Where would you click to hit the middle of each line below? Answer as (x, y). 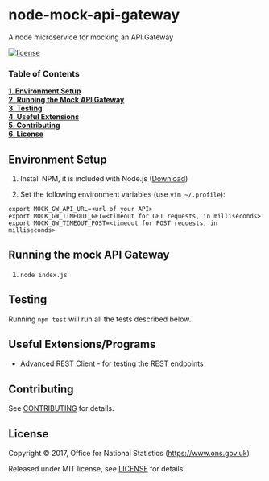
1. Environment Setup (45, 91)
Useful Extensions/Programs (82, 344)
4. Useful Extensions (44, 117)
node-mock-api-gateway (94, 15)
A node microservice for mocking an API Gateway (91, 37)
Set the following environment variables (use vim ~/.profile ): (122, 194)
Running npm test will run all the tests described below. (100, 319)
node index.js (43, 275)
